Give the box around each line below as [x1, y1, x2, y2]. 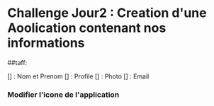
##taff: [7, 58, 28, 66]
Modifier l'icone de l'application [7, 90, 120, 100]
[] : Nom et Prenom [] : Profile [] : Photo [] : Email [7, 72, 150, 81]
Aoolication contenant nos [7, 20, 167, 36]
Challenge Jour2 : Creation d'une [7, 5, 207, 21]
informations [7, 35, 85, 51]
